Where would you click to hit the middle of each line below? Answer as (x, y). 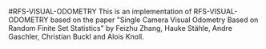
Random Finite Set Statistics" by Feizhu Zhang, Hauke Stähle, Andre (120, 28)
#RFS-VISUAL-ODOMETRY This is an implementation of (100, 11)
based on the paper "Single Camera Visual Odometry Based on (154, 20)
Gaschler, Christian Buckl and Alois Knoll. (76, 36)
